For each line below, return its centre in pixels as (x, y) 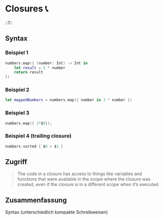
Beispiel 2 (17, 90)
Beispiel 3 (17, 113)
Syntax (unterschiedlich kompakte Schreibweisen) (57, 212)
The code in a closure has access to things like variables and (80, 174)
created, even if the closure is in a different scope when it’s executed (88, 185)
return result (29, 72)
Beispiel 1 (17, 53)
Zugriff (16, 162)
